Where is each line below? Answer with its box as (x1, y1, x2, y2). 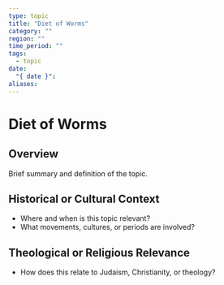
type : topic (8, 11, 49, 20)
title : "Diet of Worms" (8, 19, 89, 28)
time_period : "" (8, 42, 63, 50)
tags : (8, 50, 27, 58)
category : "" (8, 27, 53, 35)
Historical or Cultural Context (8, 192, 160, 205)
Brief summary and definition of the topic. (8, 168, 149, 179)
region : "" (8, 34, 45, 43)
